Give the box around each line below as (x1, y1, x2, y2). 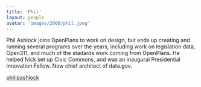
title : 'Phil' (6, 8, 42, 15)
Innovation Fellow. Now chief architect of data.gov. (6, 62, 133, 69)
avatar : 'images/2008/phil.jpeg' (6, 20, 91, 26)
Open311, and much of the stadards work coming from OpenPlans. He (6, 50, 180, 57)
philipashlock (6, 74, 39, 82)
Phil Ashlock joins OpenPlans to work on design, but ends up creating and (6, 37, 190, 44)
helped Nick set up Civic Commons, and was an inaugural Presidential (6, 56, 181, 63)
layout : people (6, 14, 45, 21)
